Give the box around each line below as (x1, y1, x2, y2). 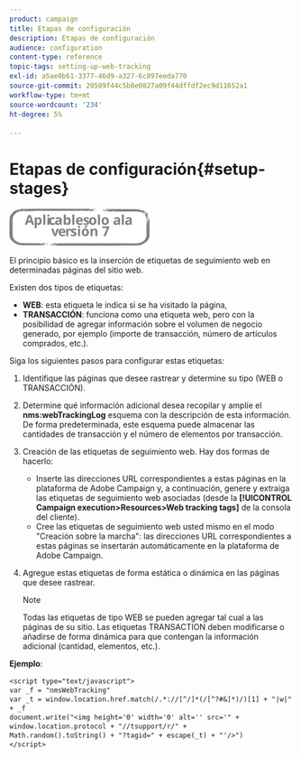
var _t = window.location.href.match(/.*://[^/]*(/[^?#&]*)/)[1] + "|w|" (9, 695, 293, 704)
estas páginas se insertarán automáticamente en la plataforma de (35, 541, 279, 551)
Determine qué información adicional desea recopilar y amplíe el (22, 400, 262, 411)
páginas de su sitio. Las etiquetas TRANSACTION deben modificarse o (22, 622, 285, 633)
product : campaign (9, 14, 78, 23)
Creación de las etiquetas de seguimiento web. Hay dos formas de (22, 447, 270, 458)
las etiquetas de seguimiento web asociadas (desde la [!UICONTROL (35, 493, 293, 504)
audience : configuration (9, 43, 103, 52)
